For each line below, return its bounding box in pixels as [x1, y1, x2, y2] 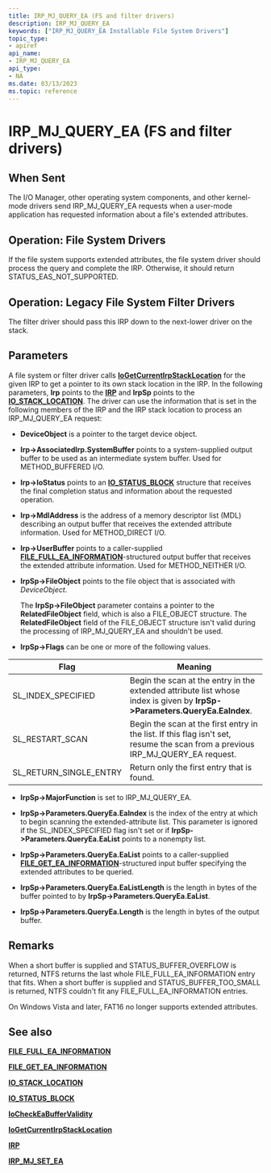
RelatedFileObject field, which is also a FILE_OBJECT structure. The [19, 608, 248, 619]
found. [129, 772, 155, 783]
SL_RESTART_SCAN [12, 733, 89, 744]
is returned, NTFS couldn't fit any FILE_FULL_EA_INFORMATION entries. [8, 986, 248, 996]
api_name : [8, 49, 42, 57]
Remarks [8, 939, 55, 953]
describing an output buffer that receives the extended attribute [19, 519, 232, 528]
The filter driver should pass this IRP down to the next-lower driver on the [8, 317, 252, 326]
